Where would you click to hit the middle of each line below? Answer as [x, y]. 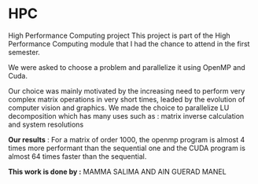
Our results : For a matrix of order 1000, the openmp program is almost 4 [127, 139]
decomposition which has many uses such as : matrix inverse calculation [126, 116]
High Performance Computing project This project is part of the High [119, 35]
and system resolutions [46, 124]
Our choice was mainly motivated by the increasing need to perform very [127, 90]
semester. [24, 52]
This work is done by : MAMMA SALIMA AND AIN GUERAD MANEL [117, 171]
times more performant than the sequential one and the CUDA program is [127, 148]
